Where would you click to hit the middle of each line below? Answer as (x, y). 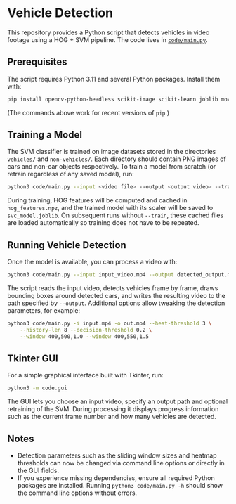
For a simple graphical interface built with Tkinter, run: (85, 375)
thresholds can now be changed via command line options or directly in (121, 463)
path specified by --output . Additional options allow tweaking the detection (116, 303)
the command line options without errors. (77, 493)
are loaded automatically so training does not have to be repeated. (103, 223)
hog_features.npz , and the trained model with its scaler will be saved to (110, 208)
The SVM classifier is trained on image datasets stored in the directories (112, 152)
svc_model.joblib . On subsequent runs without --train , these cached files (116, 215)
